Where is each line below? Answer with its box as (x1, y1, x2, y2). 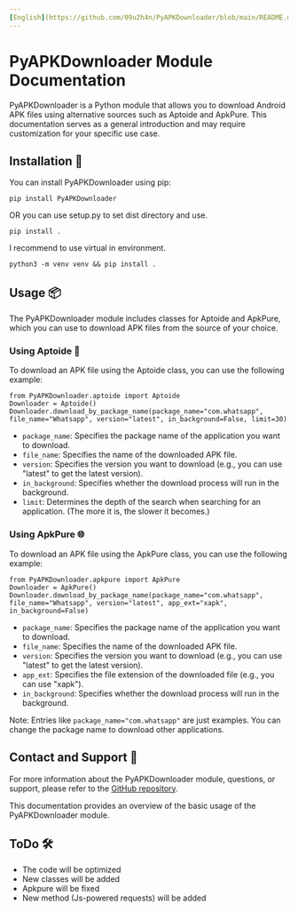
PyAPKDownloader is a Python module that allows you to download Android (9, 100, 286, 110)
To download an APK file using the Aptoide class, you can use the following (9, 365, 285, 376)
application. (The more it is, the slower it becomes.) (21, 506, 210, 516)
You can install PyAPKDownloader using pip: (9, 177, 171, 188)
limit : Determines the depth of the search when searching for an (21, 497, 262, 508)
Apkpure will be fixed (21, 884, 100, 894)
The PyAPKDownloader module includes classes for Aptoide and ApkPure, (9, 313, 281, 324)
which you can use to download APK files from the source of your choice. (9, 323, 278, 333)
